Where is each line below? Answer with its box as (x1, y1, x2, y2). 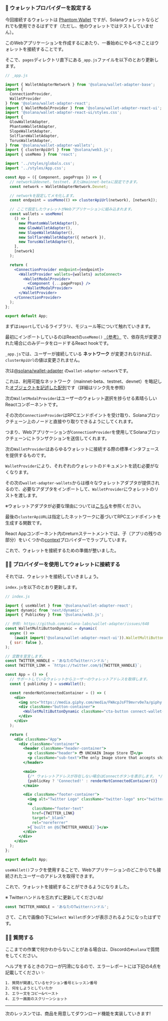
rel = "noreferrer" (31, 820, 68, 825)
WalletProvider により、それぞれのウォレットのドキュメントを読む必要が (5, 462, 155, 469)
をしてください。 (5, 952, 40, 958)
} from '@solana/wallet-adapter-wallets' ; (5, 143, 95, 148)
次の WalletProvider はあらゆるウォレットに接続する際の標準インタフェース (5, 446, 159, 452)
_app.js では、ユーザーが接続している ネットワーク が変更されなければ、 (5, 351, 155, 357)
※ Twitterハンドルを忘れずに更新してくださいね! (5, 894, 103, 900)
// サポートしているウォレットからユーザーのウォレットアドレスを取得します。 (9, 677, 150, 682)
